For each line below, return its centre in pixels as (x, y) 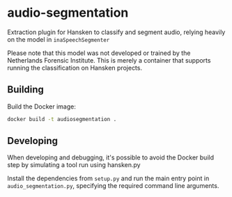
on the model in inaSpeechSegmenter (59, 39)
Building (25, 89)
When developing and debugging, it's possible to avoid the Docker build (111, 157)
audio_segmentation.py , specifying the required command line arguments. (113, 186)
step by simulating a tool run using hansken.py (74, 165)
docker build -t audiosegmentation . (62, 119)
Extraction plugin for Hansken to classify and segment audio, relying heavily (116, 32)
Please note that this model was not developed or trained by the (99, 53)
